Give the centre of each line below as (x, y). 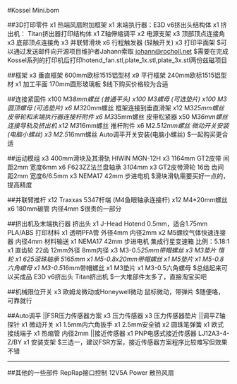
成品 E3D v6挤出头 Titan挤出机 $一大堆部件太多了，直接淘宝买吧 (113, 277)
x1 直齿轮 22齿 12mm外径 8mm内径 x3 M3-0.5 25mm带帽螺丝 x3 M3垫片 (112, 250)
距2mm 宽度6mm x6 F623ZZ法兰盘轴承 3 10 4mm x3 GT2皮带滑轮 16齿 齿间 (116, 167)
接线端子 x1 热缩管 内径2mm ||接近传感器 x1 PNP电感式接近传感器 (102, 333)
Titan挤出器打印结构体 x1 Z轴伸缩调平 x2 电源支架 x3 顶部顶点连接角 (126, 34)
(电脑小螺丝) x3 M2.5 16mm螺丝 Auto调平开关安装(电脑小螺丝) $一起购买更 (115, 134)
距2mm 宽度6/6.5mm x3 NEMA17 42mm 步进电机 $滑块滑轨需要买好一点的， (119, 176)
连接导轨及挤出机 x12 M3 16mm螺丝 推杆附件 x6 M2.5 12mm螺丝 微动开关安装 (118, 126)
